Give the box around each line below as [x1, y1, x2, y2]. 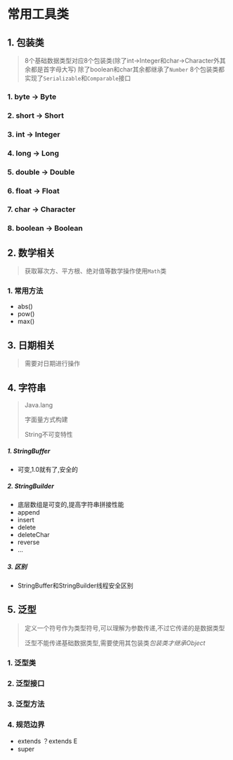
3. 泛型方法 [7, 699, 45, 709]
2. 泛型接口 [7, 678, 45, 688]
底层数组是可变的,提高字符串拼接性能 [17, 501, 124, 509]
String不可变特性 [24, 430, 74, 439]
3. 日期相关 [7, 339, 55, 351]
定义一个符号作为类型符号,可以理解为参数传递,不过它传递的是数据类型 [24, 623, 225, 632]
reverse [17, 538, 40, 547]
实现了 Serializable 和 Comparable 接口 [24, 74, 131, 82]
